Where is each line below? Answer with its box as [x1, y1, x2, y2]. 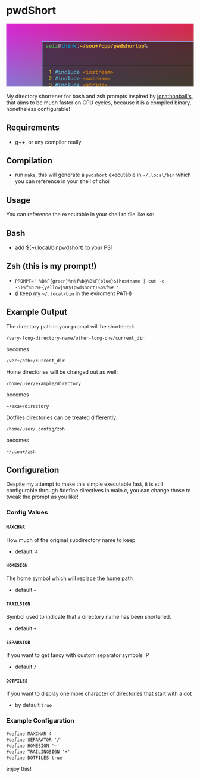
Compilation [6, 156, 52, 166]
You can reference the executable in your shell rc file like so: [6, 211, 154, 218]
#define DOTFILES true [6, 755, 62, 761]
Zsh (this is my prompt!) [6, 261, 97, 271]
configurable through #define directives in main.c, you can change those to [6, 487, 191, 494]
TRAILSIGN [6, 601, 31, 607]
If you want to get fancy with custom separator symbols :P [6, 652, 149, 659]
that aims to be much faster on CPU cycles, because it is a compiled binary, [6, 99, 192, 106]
